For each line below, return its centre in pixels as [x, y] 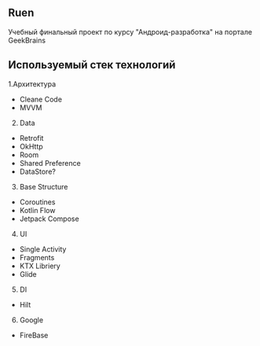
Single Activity [43, 249]
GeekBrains [27, 40]
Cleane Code [41, 99]
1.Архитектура [32, 84]
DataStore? [38, 171]
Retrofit [31, 138]
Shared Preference [50, 163]
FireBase [34, 335]
